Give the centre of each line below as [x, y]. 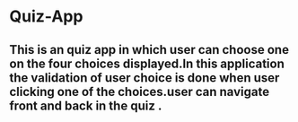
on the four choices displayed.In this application [147, 63]
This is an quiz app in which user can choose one [149, 50]
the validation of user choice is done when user [145, 78]
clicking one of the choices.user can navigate [140, 91]
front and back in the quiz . [86, 105]
